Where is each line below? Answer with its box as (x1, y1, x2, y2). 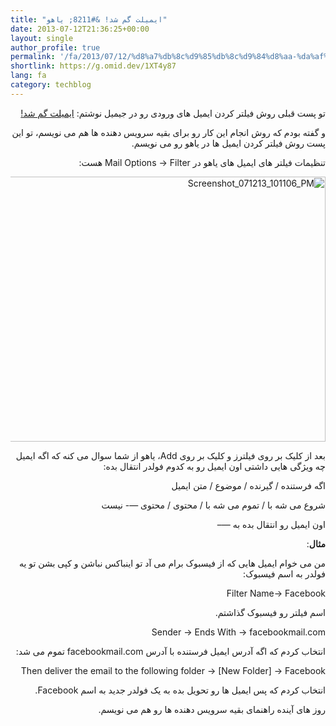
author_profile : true (10, 42, 101, 53)
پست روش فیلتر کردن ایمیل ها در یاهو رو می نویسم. (131, 137, 326, 149)
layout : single (10, 33, 74, 43)
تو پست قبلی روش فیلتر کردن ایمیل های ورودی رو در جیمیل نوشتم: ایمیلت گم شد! (20, 107, 326, 119)
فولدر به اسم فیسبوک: (243, 567, 326, 580)
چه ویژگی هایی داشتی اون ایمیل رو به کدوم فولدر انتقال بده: (103, 460, 326, 472)
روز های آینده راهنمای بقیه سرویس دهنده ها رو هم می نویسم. (98, 703, 326, 715)
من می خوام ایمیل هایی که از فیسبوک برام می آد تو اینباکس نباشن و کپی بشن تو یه (18, 557, 326, 569)
